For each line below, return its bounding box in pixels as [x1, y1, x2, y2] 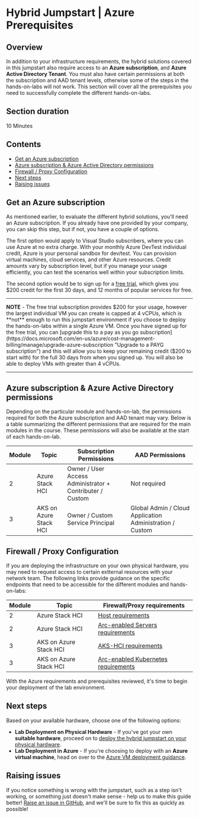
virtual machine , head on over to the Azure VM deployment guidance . [14, 753, 187, 761]
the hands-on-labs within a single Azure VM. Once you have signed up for [6, 322, 187, 330]
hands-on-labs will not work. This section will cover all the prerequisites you [6, 83, 192, 90]
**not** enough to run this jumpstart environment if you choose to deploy [6, 316, 186, 323]
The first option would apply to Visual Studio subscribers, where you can [6, 237, 184, 244]
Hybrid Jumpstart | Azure [6, 6, 135, 20]
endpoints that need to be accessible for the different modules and [6, 581, 169, 588]
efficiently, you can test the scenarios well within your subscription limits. [6, 269, 185, 276]
